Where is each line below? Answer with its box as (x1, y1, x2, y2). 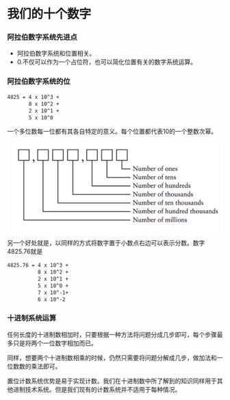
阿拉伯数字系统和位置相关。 (16, 49, 96, 58)
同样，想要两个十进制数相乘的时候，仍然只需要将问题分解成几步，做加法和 (7, 353, 217, 362)
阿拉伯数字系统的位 (7, 77, 71, 86)
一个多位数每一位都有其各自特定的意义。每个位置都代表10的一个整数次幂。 (7, 127, 218, 135)
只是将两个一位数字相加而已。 (12, 339, 97, 347)
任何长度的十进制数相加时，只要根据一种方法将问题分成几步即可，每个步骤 (7, 330, 217, 338)
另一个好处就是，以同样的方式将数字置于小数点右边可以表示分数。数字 (7, 239, 205, 247)
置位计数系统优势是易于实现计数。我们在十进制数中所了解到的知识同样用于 (7, 377, 217, 385)
